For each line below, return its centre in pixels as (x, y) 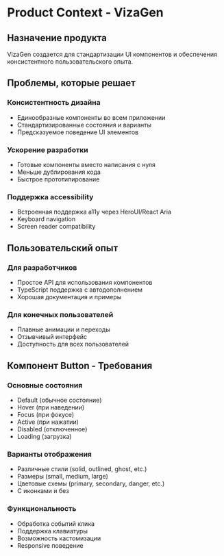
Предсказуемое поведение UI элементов (78, 132)
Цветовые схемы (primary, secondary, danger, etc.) (91, 483)
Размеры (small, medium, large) (62, 477)
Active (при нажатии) (48, 422)
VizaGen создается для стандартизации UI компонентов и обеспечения (112, 54)
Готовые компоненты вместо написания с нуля (86, 164)
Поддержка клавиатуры (52, 531)
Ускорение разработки (48, 150)
